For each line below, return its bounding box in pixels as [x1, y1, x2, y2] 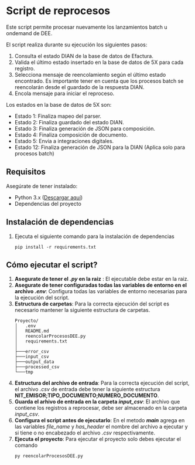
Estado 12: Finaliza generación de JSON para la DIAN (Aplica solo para [14, 144, 186, 151]
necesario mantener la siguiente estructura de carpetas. [14, 307, 150, 314]
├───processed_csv [14, 364, 60, 370]
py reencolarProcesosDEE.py [14, 453, 83, 459]
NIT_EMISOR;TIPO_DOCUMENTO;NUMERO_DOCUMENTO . [14, 392, 159, 399]
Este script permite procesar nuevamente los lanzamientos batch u [6, 23, 167, 30]
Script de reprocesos [6, 4, 111, 18]
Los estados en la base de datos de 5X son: [6, 101, 112, 108]
